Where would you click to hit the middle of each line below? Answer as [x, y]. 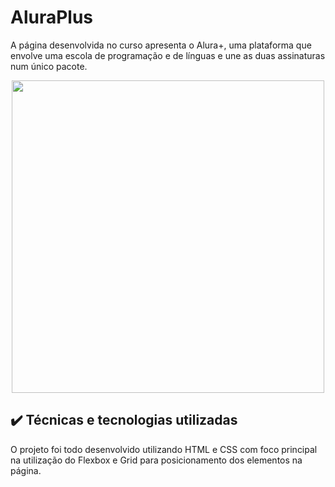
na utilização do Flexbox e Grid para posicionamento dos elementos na [156, 460]
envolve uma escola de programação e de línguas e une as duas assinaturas [168, 55]
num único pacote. [49, 66]
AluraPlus [52, 17]
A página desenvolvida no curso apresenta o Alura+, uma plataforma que [161, 45]
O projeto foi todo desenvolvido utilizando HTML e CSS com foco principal [164, 449]
